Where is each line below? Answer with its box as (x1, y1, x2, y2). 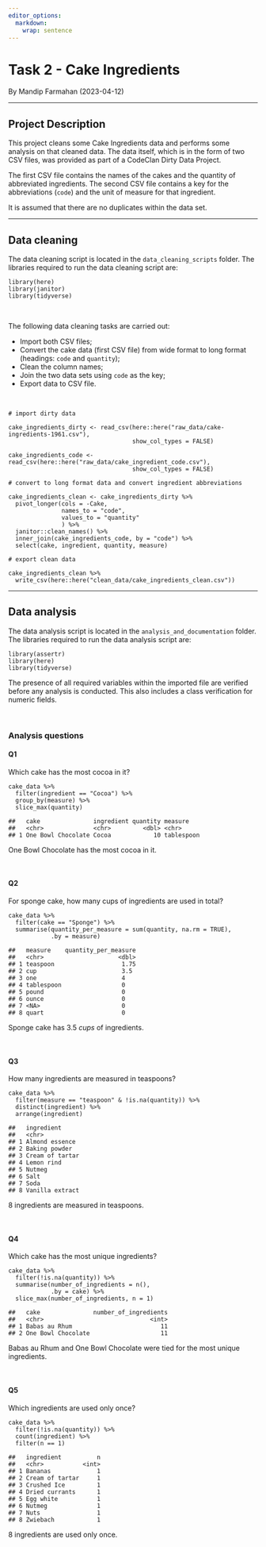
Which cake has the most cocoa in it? (8, 767, 131, 776)
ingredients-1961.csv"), (8, 430, 90, 438)
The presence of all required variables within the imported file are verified (8, 678, 249, 687)
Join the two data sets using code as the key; (19, 370, 166, 379)
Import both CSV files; (19, 337, 93, 346)
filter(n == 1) (15, 1439, 66, 1447)
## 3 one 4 (8, 974, 126, 983)
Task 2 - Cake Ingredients (8, 60, 180, 79)
